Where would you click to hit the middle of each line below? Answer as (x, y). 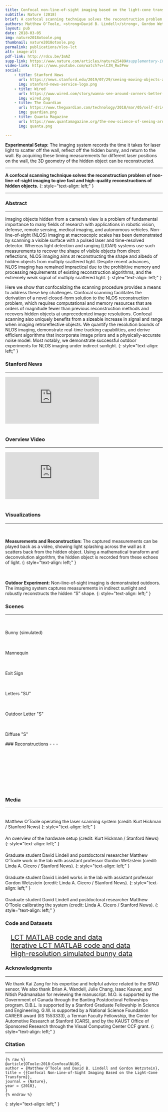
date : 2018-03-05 (23, 33)
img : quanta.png (35, 126)
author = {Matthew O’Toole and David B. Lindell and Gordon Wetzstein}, (82, 1068)
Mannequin (17, 653)
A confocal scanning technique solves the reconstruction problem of (78, 175)
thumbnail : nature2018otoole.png (40, 43)
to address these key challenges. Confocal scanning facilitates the (73, 292)
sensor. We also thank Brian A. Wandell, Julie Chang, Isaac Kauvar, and (78, 989)
